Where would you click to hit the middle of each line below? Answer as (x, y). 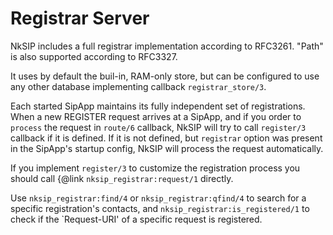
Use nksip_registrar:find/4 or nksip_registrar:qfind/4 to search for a (158, 198)
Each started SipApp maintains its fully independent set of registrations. (158, 106)
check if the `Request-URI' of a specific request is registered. (136, 219)
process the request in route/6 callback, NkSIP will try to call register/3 (158, 127)
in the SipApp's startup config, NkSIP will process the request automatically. (167, 148)
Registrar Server (80, 18)
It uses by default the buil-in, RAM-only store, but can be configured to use (165, 76)
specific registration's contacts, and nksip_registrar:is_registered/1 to (160, 208)
